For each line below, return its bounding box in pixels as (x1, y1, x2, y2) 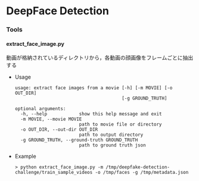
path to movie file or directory (79, 121, 162, 127)
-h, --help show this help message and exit (20, 111, 162, 117)
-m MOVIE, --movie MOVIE (20, 116, 82, 123)
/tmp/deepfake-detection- (105, 164, 170, 170)
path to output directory (79, 132, 144, 138)
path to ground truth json (79, 142, 146, 148)
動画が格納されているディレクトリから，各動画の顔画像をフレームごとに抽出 (6, 54, 194, 61)
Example (14, 153, 37, 160)
